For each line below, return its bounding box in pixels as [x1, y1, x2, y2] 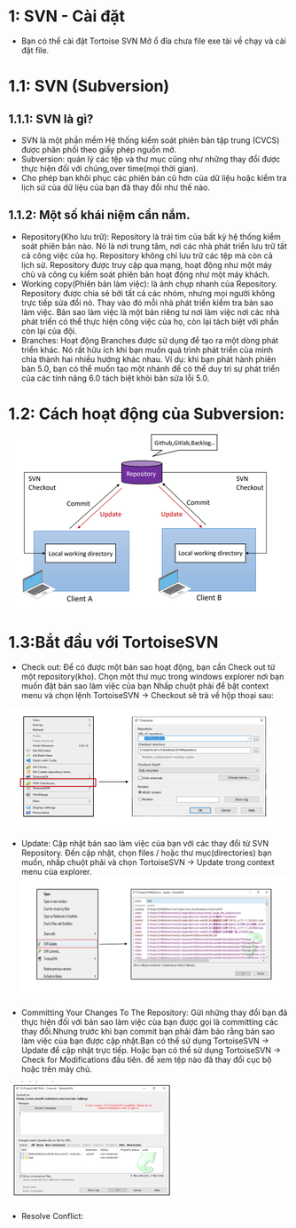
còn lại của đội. [20, 326, 77, 336]
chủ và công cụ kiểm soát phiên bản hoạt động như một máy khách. [20, 269, 270, 279]
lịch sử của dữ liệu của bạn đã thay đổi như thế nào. [20, 182, 210, 193]
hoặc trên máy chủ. [20, 1063, 92, 1074]
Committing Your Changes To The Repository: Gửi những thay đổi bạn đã [20, 1007, 288, 1018]
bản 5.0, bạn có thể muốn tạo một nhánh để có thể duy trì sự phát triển [20, 363, 280, 374]
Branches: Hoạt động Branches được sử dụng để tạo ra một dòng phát [20, 335, 279, 345]
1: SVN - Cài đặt [8, 6, 126, 27]
